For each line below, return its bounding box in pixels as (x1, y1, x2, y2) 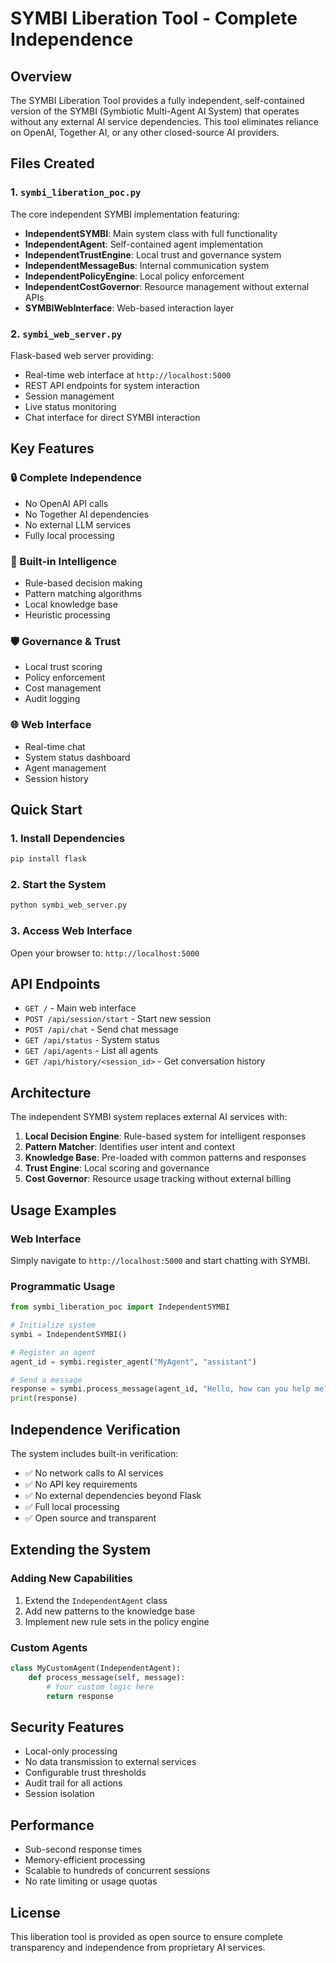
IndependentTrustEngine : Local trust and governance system (24, 248, 282, 261)
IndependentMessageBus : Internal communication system (24, 259, 270, 271)
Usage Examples (10, 1202, 117, 1219)
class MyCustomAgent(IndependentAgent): (10, 1663, 182, 1673)
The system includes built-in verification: (10, 1448, 179, 1460)
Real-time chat (24, 740, 86, 752)
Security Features (10, 1718, 125, 1736)
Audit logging (24, 693, 81, 705)
